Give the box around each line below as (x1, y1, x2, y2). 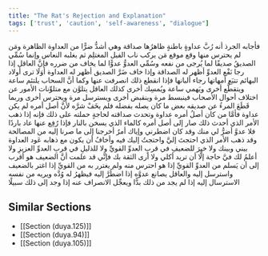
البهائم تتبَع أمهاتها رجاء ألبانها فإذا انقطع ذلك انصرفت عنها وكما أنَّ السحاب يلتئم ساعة (8, 75, 258, 85)
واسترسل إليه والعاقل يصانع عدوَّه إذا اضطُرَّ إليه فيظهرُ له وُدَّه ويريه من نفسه (8, 169, 234, 178)
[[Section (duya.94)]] (19, 230, 90, 240)
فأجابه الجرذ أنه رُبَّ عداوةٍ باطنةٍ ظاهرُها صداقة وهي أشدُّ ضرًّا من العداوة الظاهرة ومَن (8, 41, 260, 50)
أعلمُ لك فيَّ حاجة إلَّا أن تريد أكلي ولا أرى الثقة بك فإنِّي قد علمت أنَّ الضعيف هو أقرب (8, 151, 258, 161)
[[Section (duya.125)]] (19, 222, 92, 231)
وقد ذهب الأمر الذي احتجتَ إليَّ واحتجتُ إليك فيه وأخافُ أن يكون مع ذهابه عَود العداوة (8, 134, 258, 144)
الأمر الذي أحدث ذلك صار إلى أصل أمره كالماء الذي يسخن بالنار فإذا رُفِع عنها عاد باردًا (8, 118, 260, 127)
